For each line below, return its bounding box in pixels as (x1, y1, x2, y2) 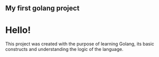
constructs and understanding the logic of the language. (5, 46, 124, 52)
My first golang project (5, 4, 80, 13)
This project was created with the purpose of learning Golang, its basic (5, 41, 154, 47)
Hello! (5, 24, 31, 36)
